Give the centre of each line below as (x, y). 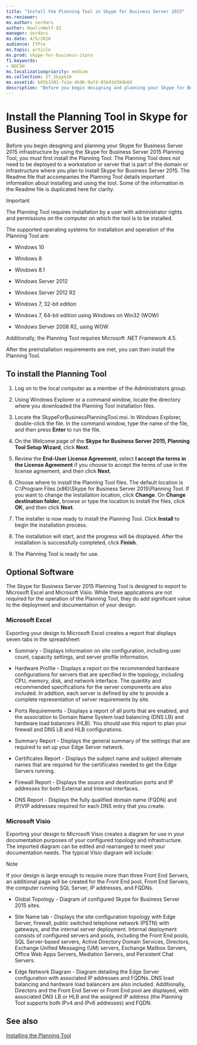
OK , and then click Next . (44, 507)
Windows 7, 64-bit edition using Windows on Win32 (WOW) (87, 315)
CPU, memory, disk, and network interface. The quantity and (88, 680)
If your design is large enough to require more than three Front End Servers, (98, 876)
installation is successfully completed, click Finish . (76, 542)
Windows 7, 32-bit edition (45, 304)
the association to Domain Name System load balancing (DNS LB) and (99, 717)
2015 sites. (28, 905)
